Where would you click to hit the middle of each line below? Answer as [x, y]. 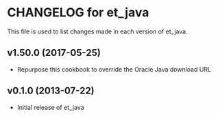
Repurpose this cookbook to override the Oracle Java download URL [114, 69]
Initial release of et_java [50, 107]
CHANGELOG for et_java [78, 13]
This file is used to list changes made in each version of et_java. [98, 31]
